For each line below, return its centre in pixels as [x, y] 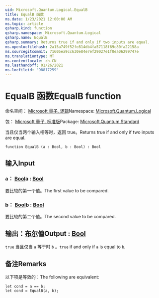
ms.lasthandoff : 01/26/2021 [34, 65]
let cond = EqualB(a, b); [32, 291]
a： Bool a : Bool [24, 179]
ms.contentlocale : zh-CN [31, 61]
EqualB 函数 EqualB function [63, 96]
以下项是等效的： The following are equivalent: [52, 277]
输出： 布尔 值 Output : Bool [45, 234]
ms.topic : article [24, 24]
